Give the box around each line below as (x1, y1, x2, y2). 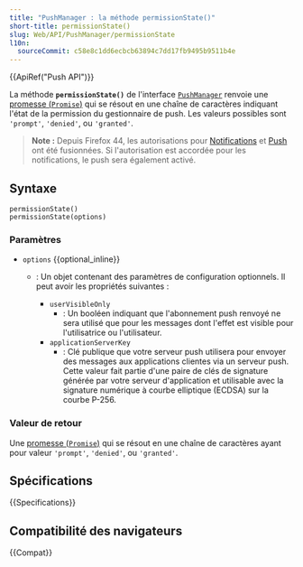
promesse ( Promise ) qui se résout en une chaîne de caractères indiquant (9, 98, 279, 109)
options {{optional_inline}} (22, 254, 121, 265)
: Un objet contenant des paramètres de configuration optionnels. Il (35, 272, 286, 283)
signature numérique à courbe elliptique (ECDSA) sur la (62, 385, 269, 395)
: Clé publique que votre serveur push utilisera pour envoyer (62, 347, 287, 358)
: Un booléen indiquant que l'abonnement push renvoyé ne (62, 308, 281, 319)
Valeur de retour (9, 417, 83, 430)
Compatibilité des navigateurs (9, 523, 183, 538)
